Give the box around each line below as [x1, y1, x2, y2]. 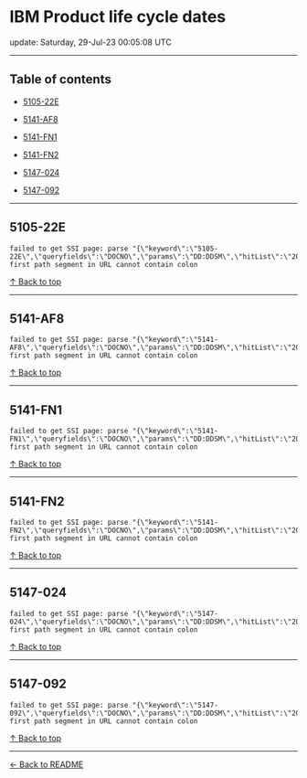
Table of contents [9, 71, 111, 88]
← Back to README [9, 759, 84, 770]
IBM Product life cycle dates [9, 6, 227, 27]
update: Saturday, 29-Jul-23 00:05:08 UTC [9, 37, 172, 48]
